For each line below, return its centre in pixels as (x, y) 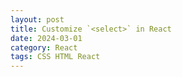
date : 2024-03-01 (46, 38)
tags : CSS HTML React (55, 57)
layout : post (37, 19)
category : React (44, 47)
